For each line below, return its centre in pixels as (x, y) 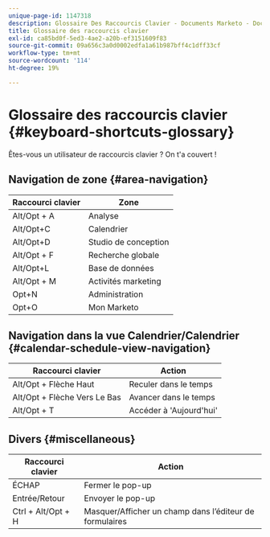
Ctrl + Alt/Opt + (41, 511)
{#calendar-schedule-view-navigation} (110, 348)
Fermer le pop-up (118, 486)
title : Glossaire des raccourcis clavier (79, 31)
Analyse (103, 215)
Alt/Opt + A (33, 215)
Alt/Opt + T (33, 411)
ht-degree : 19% (34, 68)
